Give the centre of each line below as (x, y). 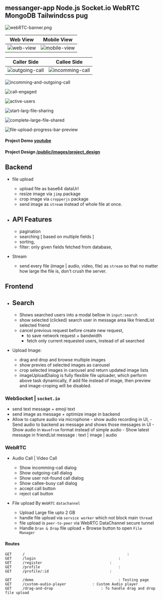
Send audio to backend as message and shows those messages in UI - (83, 424)
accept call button (37, 489)
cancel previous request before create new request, (71, 330)
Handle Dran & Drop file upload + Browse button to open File (81, 528)
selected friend (35, 325)
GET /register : (58, 563)
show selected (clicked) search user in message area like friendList (87, 320)
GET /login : (63, 558)
